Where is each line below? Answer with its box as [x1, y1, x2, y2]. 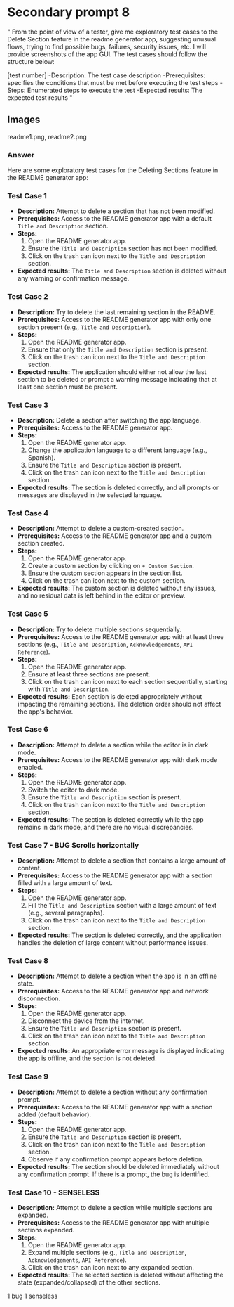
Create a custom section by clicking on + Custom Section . [27, 562, 195, 570]
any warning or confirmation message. [17, 274, 130, 283]
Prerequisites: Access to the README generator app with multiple [17, 1218, 209, 1227]
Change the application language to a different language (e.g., [27, 446, 207, 454]
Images [7, 114, 41, 126]
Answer [7, 150, 35, 160]
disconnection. [17, 994, 61, 1003]
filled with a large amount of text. [17, 879, 113, 887]
